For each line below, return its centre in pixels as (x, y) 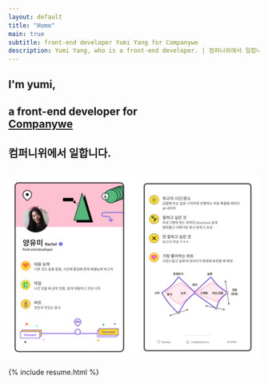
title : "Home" (32, 25)
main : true (26, 34)
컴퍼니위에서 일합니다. (60, 154)
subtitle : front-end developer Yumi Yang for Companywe (103, 42)
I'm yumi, (32, 84)
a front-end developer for (73, 111)
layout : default (35, 17)
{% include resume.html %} (54, 372)
